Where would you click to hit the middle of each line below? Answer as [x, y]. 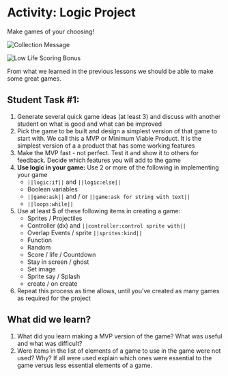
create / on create [52, 283]
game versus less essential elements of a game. [84, 365]
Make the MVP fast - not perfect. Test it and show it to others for [108, 152]
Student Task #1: [43, 100]
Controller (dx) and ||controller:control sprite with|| [106, 225]
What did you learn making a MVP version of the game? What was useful [119, 336]
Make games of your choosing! [51, 31]
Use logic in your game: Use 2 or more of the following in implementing [118, 167]
